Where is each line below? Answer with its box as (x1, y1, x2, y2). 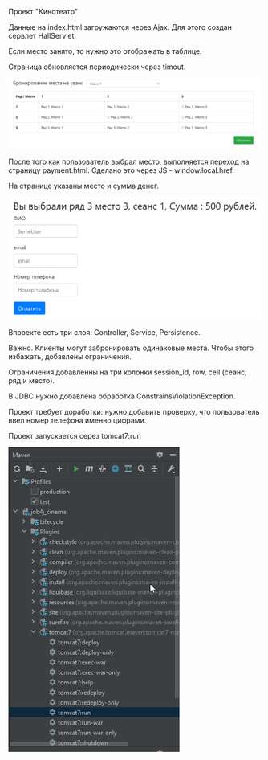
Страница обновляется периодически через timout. (8, 62, 186, 72)
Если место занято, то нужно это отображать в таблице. (8, 47, 202, 55)
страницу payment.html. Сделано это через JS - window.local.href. (8, 165, 235, 175)
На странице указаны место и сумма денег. (8, 181, 159, 190)
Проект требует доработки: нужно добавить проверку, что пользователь (8, 407, 260, 416)
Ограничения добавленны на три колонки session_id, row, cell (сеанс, (8, 367, 247, 377)
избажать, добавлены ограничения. (8, 351, 132, 361)
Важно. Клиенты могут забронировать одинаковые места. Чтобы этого (8, 343, 254, 353)
